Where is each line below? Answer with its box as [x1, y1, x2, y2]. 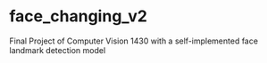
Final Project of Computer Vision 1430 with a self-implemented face [9, 35, 259, 46]
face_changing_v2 [9, 6, 147, 27]
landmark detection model [9, 44, 106, 55]
